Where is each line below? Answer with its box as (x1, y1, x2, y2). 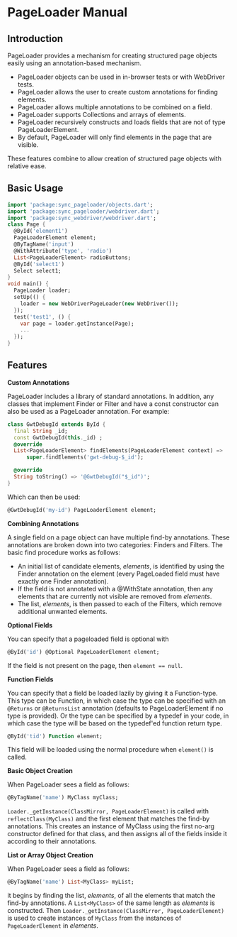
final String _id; (13, 427, 69, 434)
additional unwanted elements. (17, 607, 108, 615)
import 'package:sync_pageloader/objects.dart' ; (7, 201, 154, 208)
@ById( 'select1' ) (13, 261, 65, 268)
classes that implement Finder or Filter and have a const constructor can (7, 399, 219, 408)
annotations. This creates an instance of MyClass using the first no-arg (7, 822, 214, 831)
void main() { (7, 280, 50, 287)
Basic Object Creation (7, 767, 73, 775)
